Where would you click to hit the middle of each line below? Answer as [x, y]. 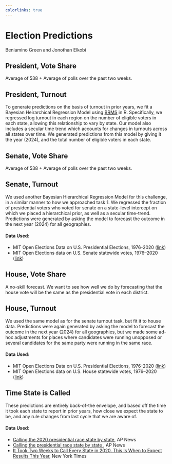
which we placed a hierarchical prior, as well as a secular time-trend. [78, 213]
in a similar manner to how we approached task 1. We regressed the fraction [86, 202]
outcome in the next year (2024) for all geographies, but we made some [82, 332]
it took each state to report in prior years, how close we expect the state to [84, 411]
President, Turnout [36, 94]
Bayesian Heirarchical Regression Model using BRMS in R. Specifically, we [84, 112]
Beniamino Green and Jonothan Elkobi [46, 50]
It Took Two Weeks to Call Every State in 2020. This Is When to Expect [87, 450]
